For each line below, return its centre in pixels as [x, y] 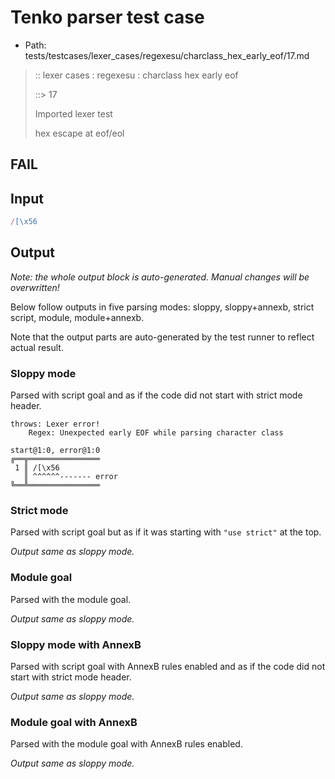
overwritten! [35, 287]
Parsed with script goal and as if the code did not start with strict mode [156, 395]
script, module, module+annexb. [77, 317]
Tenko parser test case [107, 17]
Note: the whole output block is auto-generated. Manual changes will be [160, 277]
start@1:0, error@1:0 [55, 451]
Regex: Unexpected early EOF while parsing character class [156, 433]
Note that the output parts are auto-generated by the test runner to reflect [162, 337]
